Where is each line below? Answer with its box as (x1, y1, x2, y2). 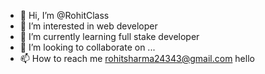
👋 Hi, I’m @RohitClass (19, 10, 110, 21)
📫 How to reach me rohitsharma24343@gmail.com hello (19, 53, 255, 64)
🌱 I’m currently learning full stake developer (19, 31, 200, 42)
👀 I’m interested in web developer (19, 20, 158, 32)
